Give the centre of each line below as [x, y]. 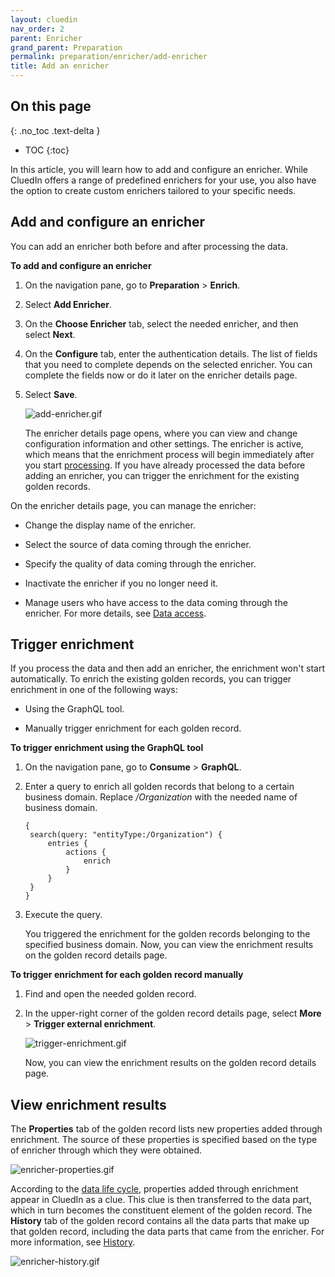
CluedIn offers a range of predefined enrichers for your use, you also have [163, 180]
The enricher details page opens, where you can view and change [161, 433]
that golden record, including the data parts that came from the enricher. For [167, 1232]
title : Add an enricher [60, 66]
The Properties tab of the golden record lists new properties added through [166, 1129]
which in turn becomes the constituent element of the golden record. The [161, 1210]
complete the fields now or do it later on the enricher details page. [161, 375]
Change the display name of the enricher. [110, 525]
